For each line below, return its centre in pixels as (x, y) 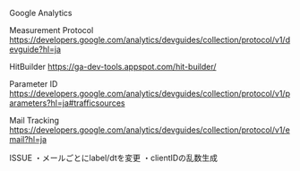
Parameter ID (34, 84)
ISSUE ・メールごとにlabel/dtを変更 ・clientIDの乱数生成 (113, 158)
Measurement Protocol (51, 30)
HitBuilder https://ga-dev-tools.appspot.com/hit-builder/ (113, 67)
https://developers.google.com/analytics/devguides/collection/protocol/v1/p (150, 94)
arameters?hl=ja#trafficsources (67, 103)
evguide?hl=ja (35, 49)
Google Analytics (41, 13)
